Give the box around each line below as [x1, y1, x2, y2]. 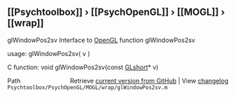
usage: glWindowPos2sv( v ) [7, 49, 90, 57]
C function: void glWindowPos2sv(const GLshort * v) [7, 63, 159, 71]
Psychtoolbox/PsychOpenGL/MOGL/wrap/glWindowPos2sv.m [7, 84, 168, 91]
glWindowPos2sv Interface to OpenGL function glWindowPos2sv [7, 36, 196, 44]
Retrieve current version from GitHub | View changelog [69, 76, 229, 85]
